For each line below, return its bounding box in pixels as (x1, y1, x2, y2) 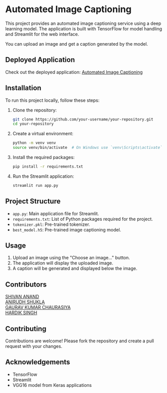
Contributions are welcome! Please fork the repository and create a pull (5, 338, 154, 344)
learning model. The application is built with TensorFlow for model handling (5, 25, 162, 31)
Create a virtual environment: (12, 131, 73, 137)
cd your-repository (12, 122, 54, 127)
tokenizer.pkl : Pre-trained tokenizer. (12, 221, 90, 227)
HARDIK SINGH (5, 310, 37, 316)
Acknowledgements (5, 358, 70, 367)
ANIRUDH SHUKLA (5, 299, 45, 305)
